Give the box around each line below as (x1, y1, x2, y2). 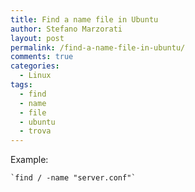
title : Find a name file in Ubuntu (10, 14, 159, 25)
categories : (10, 61, 60, 71)
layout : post (10, 33, 65, 43)
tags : (10, 80, 33, 90)
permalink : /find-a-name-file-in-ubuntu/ (10, 42, 186, 53)
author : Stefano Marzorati (10, 24, 123, 34)
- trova (19, 126, 52, 136)
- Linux (19, 71, 52, 81)
